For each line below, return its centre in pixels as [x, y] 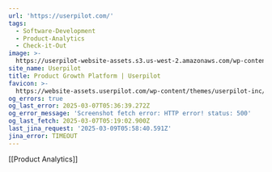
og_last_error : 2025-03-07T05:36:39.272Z [79, 106]
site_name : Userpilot [45, 69]
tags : [17, 23]
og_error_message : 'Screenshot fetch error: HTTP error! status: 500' [130, 114]
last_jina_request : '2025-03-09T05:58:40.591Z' [90, 128]
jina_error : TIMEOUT [43, 136]
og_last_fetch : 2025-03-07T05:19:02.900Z [79, 121]
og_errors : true [36, 99]
